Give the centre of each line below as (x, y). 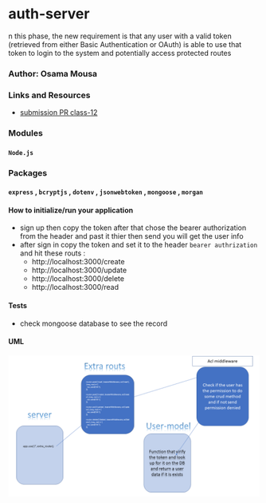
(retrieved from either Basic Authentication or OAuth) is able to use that (125, 44)
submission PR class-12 (59, 113)
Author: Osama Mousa (53, 73)
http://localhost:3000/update (79, 270)
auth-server (49, 14)
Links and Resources (49, 95)
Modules (26, 133)
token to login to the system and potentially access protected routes (120, 53)
